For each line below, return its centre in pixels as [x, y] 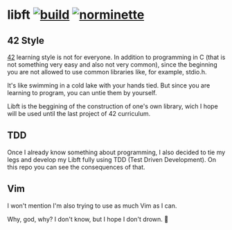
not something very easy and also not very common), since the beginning [112, 65]
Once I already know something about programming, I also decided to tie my [116, 152]
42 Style [26, 41]
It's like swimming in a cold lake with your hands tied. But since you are [109, 85]
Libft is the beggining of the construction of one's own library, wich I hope [113, 106]
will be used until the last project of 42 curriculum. [79, 114]
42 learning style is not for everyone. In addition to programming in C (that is [116, 57]
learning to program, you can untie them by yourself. [82, 93]
